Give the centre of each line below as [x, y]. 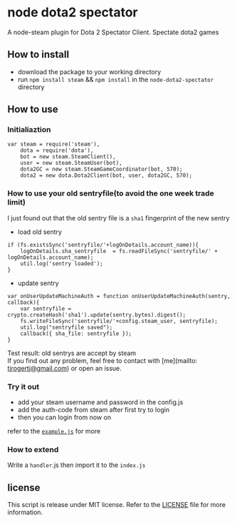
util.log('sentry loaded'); [62, 263]
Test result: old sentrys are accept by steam [72, 353]
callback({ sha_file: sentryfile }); [76, 333]
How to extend [33, 449]
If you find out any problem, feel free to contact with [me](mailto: [102, 360]
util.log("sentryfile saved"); [67, 327]
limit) [17, 203]
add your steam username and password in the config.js [100, 402]
